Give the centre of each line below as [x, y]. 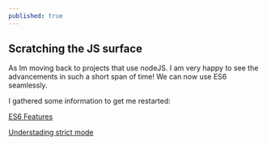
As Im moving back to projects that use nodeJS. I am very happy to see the [133, 68]
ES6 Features [31, 117]
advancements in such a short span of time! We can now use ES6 [118, 77]
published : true [36, 16]
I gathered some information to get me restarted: [90, 101]
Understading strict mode [51, 132]
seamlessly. [28, 85]
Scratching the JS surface [76, 49]
